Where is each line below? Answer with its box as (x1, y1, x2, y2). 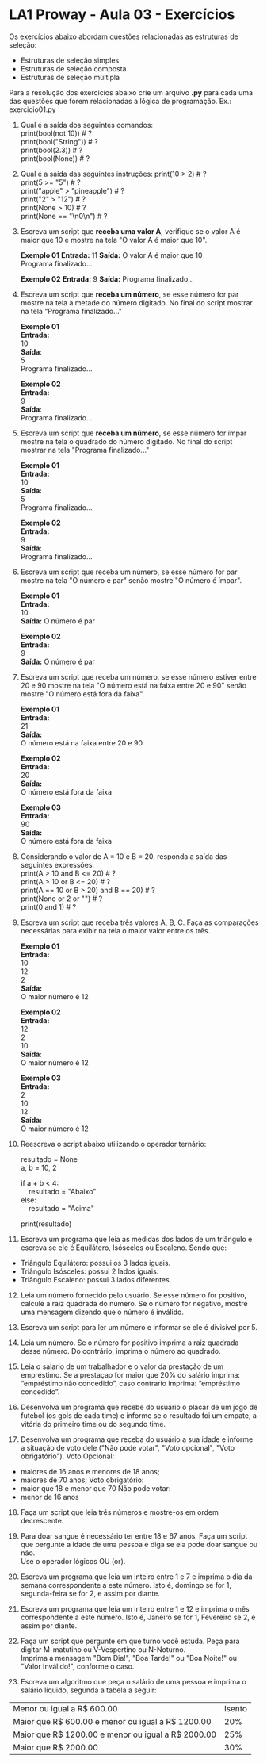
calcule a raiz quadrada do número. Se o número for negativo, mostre (20, 1298, 248, 1308)
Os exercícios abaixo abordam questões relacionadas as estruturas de (9, 32, 238, 41)
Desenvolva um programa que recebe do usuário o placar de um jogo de (20, 1402, 258, 1412)
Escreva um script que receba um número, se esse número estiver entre (20, 672, 257, 681)
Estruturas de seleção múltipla (20, 72, 120, 82)
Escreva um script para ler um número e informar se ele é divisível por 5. (20, 1322, 258, 1332)
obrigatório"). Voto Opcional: (20, 1451, 115, 1461)
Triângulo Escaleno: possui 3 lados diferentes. (20, 1274, 172, 1284)
